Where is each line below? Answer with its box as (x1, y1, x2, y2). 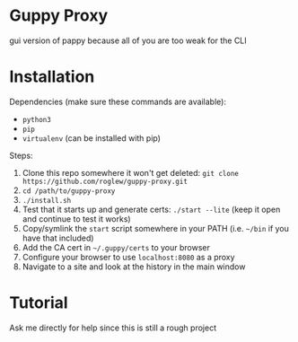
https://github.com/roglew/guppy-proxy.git (22, 177, 188, 186)
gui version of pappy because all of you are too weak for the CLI (9, 35, 247, 46)
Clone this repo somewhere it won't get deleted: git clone (22, 167, 240, 178)
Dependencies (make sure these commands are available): (9, 96, 227, 107)
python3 (22, 115, 51, 124)
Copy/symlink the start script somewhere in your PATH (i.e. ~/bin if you (22, 223, 290, 233)
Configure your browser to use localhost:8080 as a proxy (22, 251, 235, 262)
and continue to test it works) (22, 213, 132, 224)
